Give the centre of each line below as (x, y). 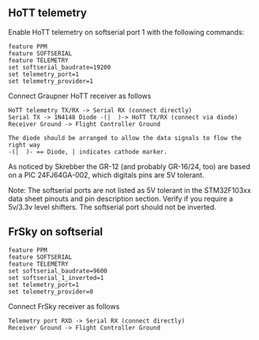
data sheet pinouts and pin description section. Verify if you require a (121, 198)
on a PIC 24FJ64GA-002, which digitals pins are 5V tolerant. (106, 175)
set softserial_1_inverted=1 (56, 278)
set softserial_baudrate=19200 (60, 67)
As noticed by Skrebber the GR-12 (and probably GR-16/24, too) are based (129, 166)
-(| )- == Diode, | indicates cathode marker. (88, 152)
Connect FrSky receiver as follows (64, 306)
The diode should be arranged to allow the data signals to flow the (125, 138)
